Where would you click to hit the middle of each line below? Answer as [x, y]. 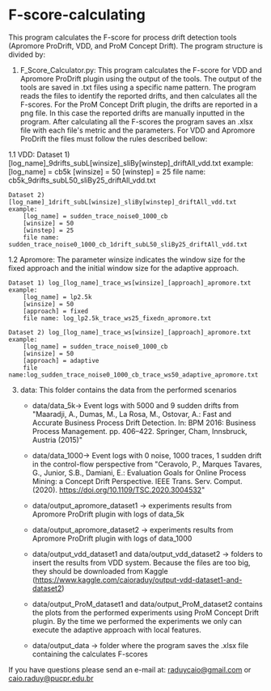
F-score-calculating [77, 15]
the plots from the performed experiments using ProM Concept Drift [145, 613]
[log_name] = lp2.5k [57, 297]
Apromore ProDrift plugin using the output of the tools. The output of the [141, 78]
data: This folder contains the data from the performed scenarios [128, 390]
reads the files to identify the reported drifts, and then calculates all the [138, 95]
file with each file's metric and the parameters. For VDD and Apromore [138, 130]
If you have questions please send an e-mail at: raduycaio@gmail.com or [130, 669]
